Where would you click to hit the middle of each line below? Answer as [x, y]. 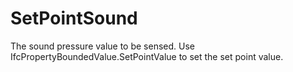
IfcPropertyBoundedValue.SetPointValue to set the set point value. [147, 56]
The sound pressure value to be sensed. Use [102, 46]
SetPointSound [74, 18]
